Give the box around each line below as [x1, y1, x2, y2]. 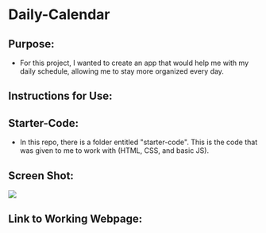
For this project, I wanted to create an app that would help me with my [19, 58, 249, 67]
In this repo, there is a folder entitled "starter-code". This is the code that [19, 137, 258, 147]
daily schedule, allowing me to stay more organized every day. [19, 67, 225, 76]
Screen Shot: [8, 169, 74, 182]
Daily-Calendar [8, 6, 110, 24]
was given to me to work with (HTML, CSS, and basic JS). [19, 146, 209, 155]
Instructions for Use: [8, 90, 113, 103]
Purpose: [8, 37, 55, 51]
